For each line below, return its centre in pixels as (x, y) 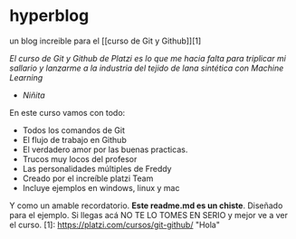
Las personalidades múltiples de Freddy (97, 168)
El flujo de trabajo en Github (74, 139)
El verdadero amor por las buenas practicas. (105, 149)
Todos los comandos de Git (73, 130)
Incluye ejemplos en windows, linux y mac (101, 187)
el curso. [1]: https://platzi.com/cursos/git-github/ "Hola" (115, 225)
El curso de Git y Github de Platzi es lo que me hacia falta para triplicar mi (148, 58)
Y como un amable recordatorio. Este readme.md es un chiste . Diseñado (146, 206)
